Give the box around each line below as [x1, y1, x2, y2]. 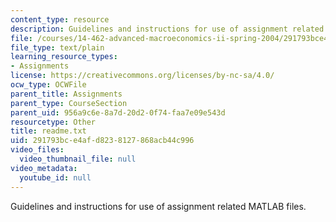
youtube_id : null [19, 172, 92, 183]
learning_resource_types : [10, 52, 118, 62]
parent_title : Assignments [10, 89, 123, 99]
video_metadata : [10, 163, 78, 173]
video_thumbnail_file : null [19, 154, 137, 164]
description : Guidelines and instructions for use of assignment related [10, 24, 325, 34]
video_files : [10, 145, 65, 155]
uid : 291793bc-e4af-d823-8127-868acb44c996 [10, 136, 195, 146]
